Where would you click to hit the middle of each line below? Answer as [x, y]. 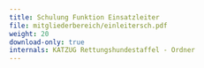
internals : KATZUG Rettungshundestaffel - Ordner [102, 50]
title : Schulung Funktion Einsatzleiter [85, 17]
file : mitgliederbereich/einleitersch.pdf [88, 26]
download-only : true [47, 42]
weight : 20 [29, 34]
